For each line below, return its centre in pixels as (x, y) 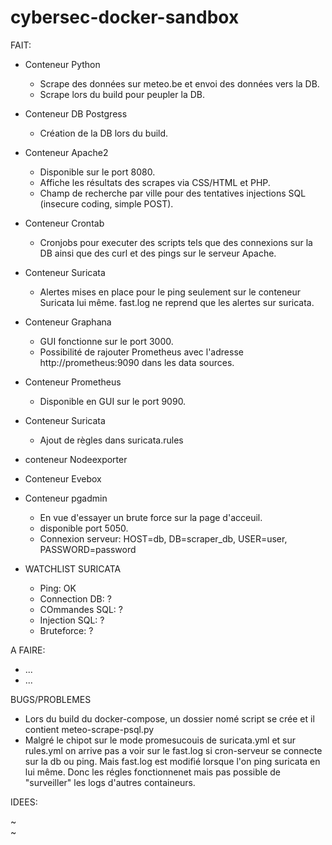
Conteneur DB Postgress (76, 113)
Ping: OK (58, 588)
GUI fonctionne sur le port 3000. (106, 341)
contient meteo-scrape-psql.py (89, 729)
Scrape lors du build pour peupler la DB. (122, 94)
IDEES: (24, 802)
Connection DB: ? (75, 598)
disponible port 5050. (84, 528)
